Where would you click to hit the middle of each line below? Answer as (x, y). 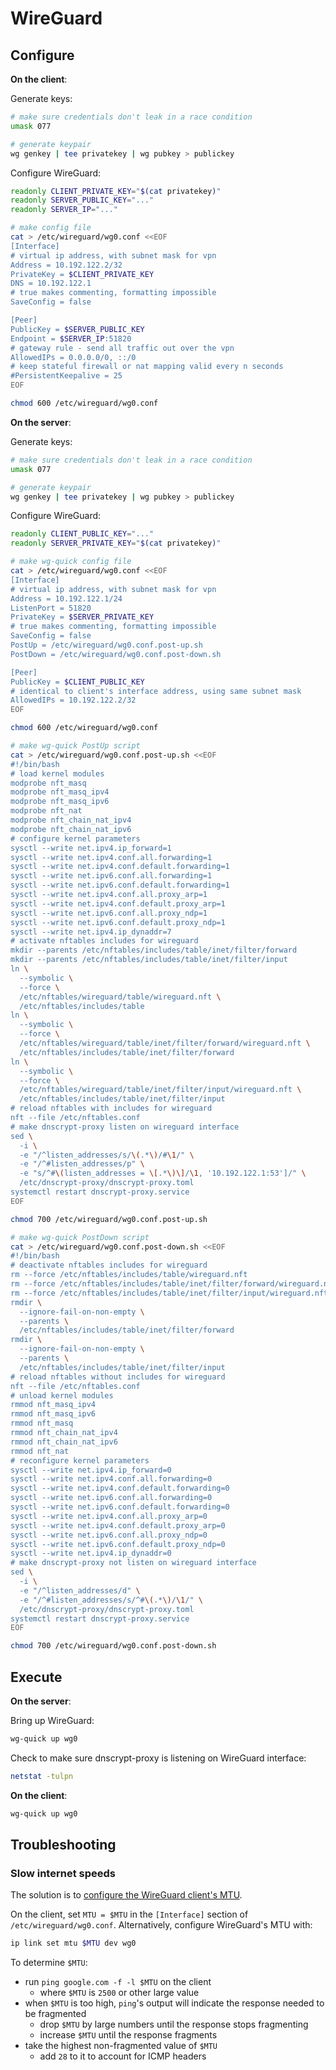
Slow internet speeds (63, 1873)
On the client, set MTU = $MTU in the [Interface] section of (129, 1914)
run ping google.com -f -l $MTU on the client (118, 1982)
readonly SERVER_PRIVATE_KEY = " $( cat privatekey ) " (116, 543)
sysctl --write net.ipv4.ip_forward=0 (91, 1470)
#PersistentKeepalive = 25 (66, 376)
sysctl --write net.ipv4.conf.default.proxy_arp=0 (118, 1525)
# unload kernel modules (62, 1395)
